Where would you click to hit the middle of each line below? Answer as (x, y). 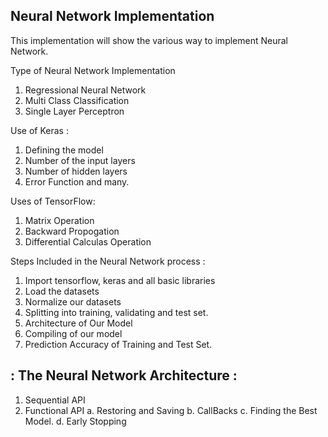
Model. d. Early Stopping (75, 421)
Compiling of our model (73, 333)
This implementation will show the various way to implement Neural (149, 40)
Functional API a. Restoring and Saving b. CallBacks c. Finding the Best (171, 410)
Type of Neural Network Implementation (93, 70)
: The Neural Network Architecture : (124, 375)
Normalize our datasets (73, 301)
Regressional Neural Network (85, 90)
